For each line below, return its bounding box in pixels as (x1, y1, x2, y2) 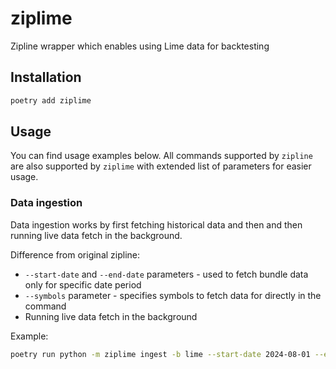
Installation (10, 69, 82, 86)
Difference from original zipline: (10, 248, 141, 261)
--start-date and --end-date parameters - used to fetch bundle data (24, 268, 309, 280)
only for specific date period (24, 278, 142, 291)
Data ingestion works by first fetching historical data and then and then (10, 218, 303, 231)
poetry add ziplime (10, 95, 92, 106)
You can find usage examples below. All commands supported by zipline (10, 150, 313, 162)
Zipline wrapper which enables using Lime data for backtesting (10, 40, 270, 52)
